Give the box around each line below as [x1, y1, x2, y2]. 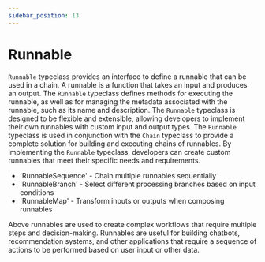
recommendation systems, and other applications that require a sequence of [8, 236, 257, 245]
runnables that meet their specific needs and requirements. [8, 155, 201, 165]
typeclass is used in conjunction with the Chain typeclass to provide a [8, 130, 234, 140]
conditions [19, 187, 54, 197]
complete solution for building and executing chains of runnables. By [8, 139, 232, 148]
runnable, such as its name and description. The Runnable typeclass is [8, 105, 236, 114]
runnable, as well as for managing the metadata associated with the [8, 96, 228, 107]
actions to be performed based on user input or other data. [8, 245, 200, 254]
